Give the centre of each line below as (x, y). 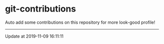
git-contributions (41, 9)
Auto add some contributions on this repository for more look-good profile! (80, 22)
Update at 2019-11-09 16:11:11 (34, 36)
